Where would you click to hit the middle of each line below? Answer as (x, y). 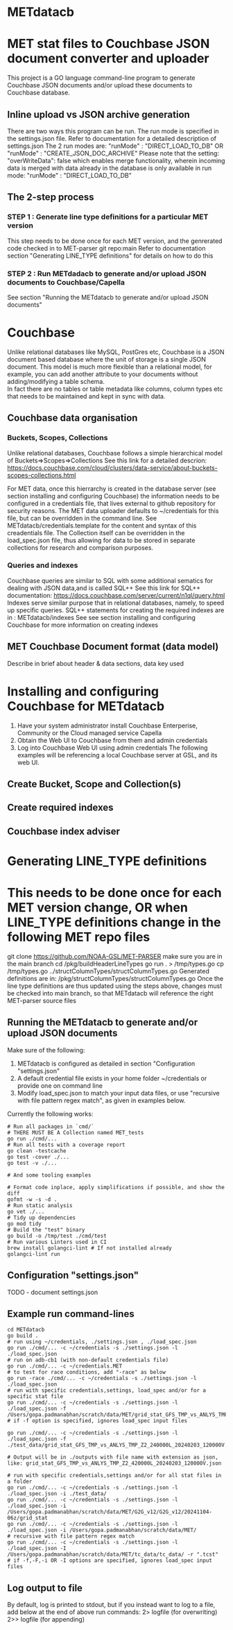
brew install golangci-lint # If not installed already (89, 1248)
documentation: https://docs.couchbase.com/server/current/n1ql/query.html (116, 595)
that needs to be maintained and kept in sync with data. (86, 396)
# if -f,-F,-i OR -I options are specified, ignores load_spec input (110, 1561)
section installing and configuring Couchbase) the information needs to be (113, 496)
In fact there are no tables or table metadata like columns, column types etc (115, 389)
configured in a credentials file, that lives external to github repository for (112, 503)
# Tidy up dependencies (42, 1218)
